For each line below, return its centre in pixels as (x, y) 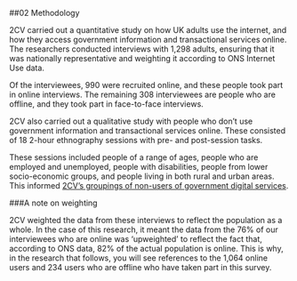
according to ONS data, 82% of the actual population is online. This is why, (146, 249)
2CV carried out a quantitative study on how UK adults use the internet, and (148, 30)
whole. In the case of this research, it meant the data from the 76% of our (144, 229)
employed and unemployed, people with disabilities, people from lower (139, 167)
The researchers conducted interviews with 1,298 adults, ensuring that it (142, 49)
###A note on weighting (53, 203)
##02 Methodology (44, 13)
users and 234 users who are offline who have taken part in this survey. (140, 267)
